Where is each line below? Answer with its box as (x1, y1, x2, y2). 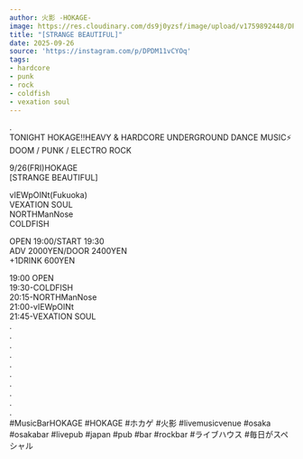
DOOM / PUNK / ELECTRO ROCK (9, 145, 133, 156)
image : (9, 22, 34, 31)
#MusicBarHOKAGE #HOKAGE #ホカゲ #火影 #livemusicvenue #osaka (9, 417, 271, 429)
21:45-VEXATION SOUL (9, 311, 96, 322)
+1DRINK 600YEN (9, 255, 76, 267)
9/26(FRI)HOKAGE (9, 163, 78, 173)
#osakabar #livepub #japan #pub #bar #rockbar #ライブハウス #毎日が (9, 429, 273, 440)
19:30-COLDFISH (9, 282, 74, 294)
